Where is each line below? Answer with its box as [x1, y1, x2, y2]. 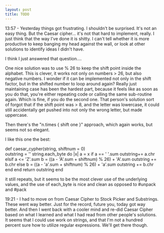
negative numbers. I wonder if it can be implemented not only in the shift [5, 76, 152, 81]
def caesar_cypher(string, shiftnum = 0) [5, 146, 86, 152]
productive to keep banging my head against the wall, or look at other [5, 41, 145, 47]
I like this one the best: [5, 136, 50, 142]
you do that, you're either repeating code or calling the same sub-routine [5, 91, 152, 97]
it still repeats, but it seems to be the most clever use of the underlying [5, 176, 148, 182]
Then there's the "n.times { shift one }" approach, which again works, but [5, 121, 153, 128]
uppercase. [5, 112, 28, 118]
